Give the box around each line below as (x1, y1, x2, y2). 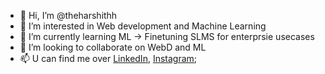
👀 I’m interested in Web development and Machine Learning (19, 20, 267, 32)
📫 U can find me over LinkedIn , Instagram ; (19, 53, 198, 64)
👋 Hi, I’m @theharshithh (19, 10, 118, 21)
